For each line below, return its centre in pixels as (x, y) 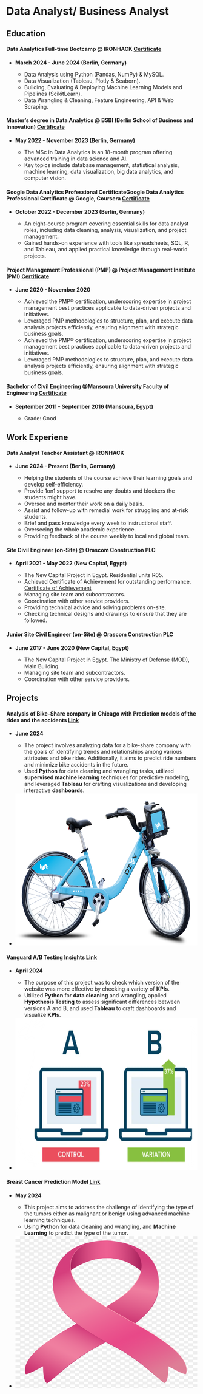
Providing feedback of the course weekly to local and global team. (107, 536)
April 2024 (29, 971)
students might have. (50, 497)
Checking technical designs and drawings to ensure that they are (105, 614)
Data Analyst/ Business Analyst (88, 11)
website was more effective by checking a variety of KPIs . (97, 989)
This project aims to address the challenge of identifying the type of (109, 1207)
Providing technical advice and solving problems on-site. (95, 607)
